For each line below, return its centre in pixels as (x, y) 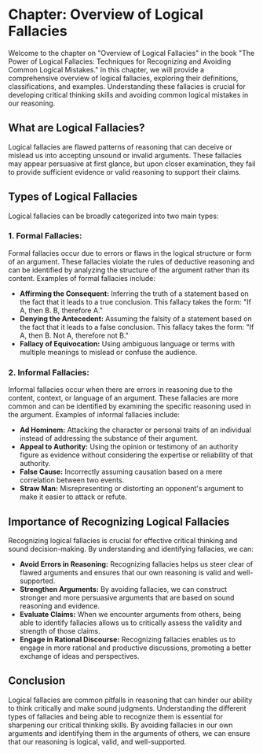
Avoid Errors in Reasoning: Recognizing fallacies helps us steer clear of (136, 564)
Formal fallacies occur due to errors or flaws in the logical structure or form (130, 253)
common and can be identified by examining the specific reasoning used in (130, 406)
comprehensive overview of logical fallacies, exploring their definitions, (123, 78)
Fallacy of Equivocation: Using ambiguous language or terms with (127, 343)
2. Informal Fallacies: (49, 372)
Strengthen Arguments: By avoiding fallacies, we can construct (123, 589)
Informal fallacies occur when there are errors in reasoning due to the (121, 390)
